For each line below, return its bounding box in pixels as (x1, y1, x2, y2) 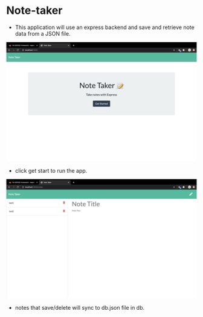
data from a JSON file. (14, 30, 71, 37)
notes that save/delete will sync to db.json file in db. (14, 304, 145, 311)
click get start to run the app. (14, 167, 88, 174)
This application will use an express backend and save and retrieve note (14, 24, 195, 31)
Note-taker (6, 4, 63, 18)
